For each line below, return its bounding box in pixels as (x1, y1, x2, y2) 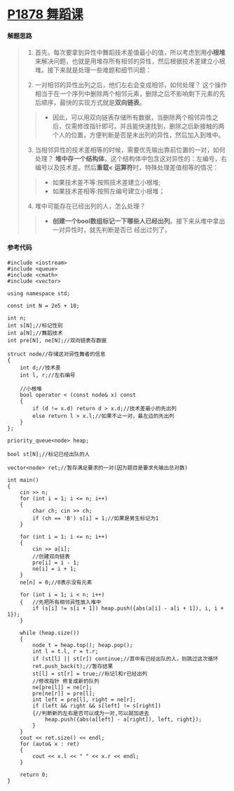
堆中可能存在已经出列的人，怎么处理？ (34, 202, 146, 211)
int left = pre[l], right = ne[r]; (32, 696, 137, 703)
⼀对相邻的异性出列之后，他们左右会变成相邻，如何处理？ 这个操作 (34, 81, 228, 89)
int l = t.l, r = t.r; (32, 648, 99, 655)
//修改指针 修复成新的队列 (32, 677, 99, 685)
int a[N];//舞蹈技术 (7, 329, 63, 336)
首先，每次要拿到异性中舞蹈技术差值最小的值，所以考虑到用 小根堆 (34, 48, 226, 57)
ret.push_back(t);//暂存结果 (32, 662, 113, 669)
